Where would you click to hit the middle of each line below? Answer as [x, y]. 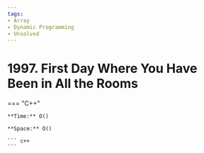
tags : [15, 14]
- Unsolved [23, 34]
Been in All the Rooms [73, 84]
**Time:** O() [28, 117]
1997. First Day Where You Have [102, 69]
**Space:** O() [30, 129]
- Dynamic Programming [41, 27]
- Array [19, 21]
